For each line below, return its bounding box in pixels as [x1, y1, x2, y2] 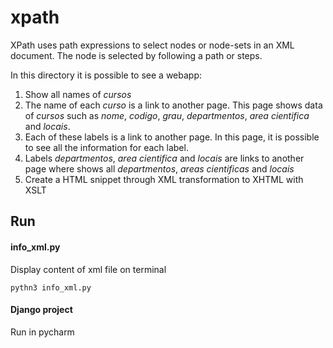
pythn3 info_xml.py [10, 282, 92, 293]
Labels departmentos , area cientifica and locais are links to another [24, 152, 305, 164]
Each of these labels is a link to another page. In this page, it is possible [24, 131, 320, 143]
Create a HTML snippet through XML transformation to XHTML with [24, 173, 304, 185]
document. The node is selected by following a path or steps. [10, 49, 263, 61]
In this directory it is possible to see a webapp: [10, 69, 203, 81]
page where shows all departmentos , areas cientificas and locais [24, 162, 295, 175]
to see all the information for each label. [24, 141, 189, 153]
